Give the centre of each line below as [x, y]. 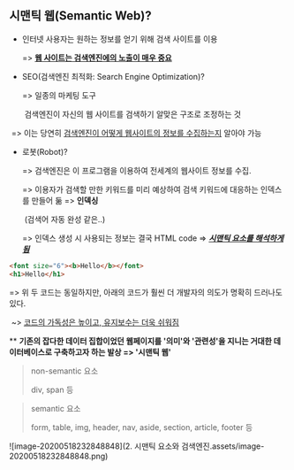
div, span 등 [52, 389]
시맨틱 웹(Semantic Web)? [80, 16]
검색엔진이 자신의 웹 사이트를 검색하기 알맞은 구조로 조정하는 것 [132, 114]
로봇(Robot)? [45, 151]
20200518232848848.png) [59, 456]
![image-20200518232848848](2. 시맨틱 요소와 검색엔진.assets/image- [137, 446]
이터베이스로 [31, 351]
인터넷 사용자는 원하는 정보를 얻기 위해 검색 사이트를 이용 [120, 39]
